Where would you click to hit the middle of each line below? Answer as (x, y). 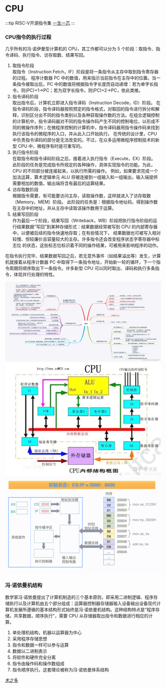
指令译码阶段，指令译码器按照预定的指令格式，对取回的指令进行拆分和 (84, 109)
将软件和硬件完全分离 (34, 657)
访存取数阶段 (25, 189)
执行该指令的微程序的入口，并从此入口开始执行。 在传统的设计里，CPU (84, 134)
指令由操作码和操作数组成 (38, 663)
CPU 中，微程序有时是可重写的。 (51, 146)
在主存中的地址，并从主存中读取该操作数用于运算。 (64, 208)
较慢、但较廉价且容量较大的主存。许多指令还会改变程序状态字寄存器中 (84, 239)
